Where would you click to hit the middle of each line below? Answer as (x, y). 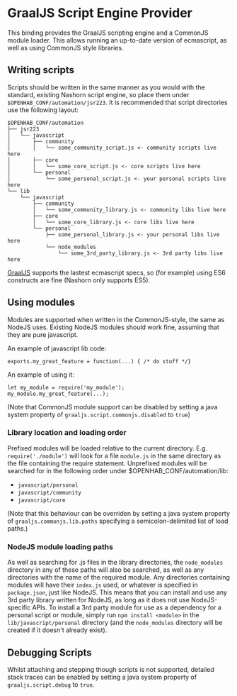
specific (19, 607)
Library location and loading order (67, 433)
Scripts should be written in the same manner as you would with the (106, 87)
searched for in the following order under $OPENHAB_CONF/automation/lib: (118, 470)
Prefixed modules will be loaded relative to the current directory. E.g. (107, 448)
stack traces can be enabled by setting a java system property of (102, 677)
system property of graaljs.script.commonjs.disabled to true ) (99, 414)
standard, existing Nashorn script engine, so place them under (98, 94)
